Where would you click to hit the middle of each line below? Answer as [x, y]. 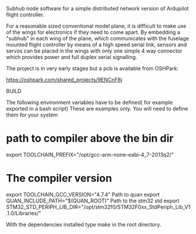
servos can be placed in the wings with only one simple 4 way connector [94, 51]
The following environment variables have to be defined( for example [89, 102]
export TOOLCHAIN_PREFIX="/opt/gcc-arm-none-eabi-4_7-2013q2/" [90, 154]
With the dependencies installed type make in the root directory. [84, 224]
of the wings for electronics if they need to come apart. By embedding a [93, 32]
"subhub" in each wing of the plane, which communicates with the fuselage [98, 38]
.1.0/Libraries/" [23, 213]
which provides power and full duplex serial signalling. [72, 57]
